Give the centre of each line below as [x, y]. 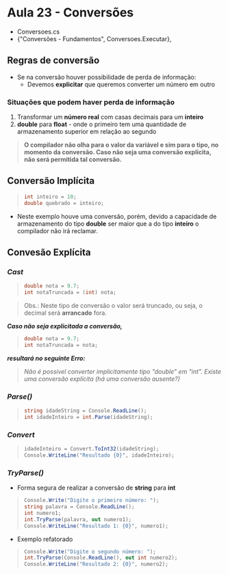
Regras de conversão [53, 61]
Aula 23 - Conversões [71, 13]
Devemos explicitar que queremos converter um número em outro [121, 84]
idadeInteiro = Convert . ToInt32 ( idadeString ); [91, 449]
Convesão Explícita [49, 252]
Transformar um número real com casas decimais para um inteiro [110, 117]
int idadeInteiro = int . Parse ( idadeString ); [88, 417]
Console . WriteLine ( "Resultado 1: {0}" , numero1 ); [96, 526]
